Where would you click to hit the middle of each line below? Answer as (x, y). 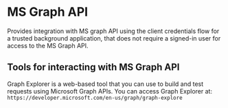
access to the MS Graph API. (48, 45)
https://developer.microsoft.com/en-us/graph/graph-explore (95, 98)
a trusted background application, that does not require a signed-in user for (114, 38)
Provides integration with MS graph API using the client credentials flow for (113, 31)
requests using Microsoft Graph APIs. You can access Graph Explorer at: (110, 91)
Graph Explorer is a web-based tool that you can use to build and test (105, 84)
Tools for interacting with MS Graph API (93, 67)
